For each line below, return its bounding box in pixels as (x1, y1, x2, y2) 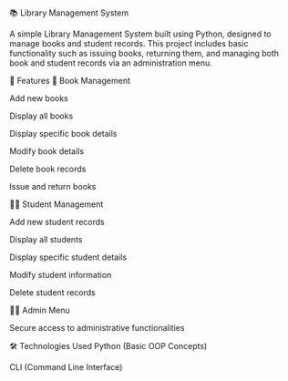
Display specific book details (9, 129, 118, 139)
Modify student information (9, 270, 112, 280)
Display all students (9, 234, 83, 244)
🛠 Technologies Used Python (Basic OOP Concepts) (9, 341, 208, 351)
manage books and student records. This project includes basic (9, 38, 249, 48)
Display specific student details (9, 252, 128, 263)
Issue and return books (9, 181, 97, 191)
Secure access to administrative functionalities (9, 323, 185, 333)
